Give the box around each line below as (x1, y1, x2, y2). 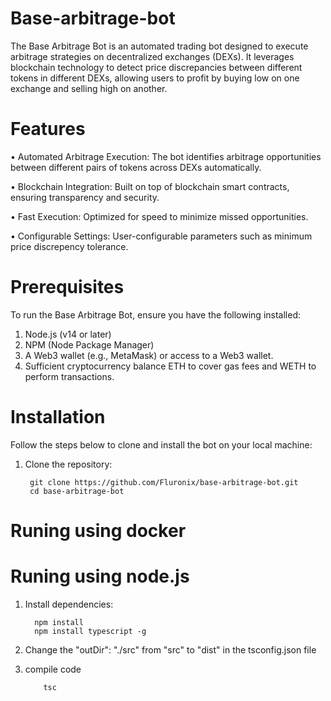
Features (10, 118, 86, 141)
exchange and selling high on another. (10, 82, 168, 94)
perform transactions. (24, 370, 115, 382)
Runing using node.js (10, 565, 190, 588)
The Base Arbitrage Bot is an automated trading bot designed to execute (10, 40, 309, 52)
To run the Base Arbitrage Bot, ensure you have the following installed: (10, 308, 301, 321)
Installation (10, 406, 106, 428)
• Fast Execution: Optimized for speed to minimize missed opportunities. (10, 210, 309, 222)
